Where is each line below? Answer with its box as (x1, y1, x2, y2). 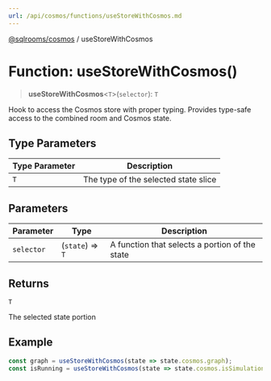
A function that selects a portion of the (110, 239, 256, 250)
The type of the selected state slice (83, 174, 217, 186)
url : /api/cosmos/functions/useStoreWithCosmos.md (8, 11, 182, 20)
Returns (8, 276, 50, 291)
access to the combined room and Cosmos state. (8, 113, 172, 123)
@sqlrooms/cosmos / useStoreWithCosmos (8, 34, 153, 44)
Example (8, 336, 53, 350)
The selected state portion (8, 312, 97, 321)
